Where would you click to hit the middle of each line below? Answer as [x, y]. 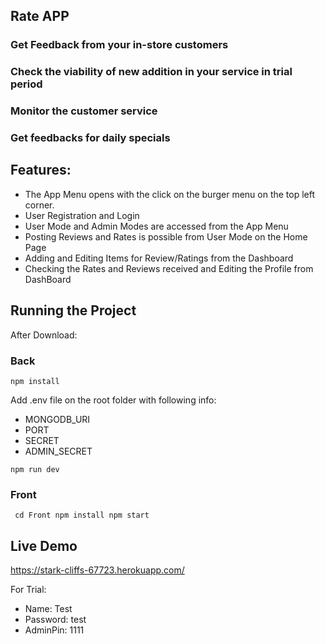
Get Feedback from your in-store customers [119, 45]
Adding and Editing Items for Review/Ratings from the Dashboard [159, 258]
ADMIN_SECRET [58, 451]
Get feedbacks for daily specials [90, 138]
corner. [39, 205]
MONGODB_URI [57, 419]
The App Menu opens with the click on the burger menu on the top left [170, 194]
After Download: [44, 335]
